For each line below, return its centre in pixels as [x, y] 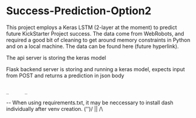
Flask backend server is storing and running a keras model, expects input [96, 69]
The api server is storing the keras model [56, 58]
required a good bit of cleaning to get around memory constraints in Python [98, 40]
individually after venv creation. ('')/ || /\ [54, 109]
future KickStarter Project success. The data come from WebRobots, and [95, 33]
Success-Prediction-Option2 [79, 11]
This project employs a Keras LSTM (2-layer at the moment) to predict [92, 27]
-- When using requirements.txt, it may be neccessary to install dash [90, 103]
